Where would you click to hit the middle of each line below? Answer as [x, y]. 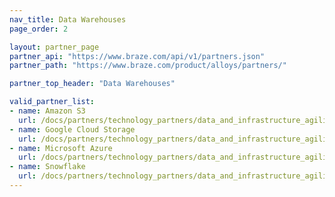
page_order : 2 [39, 29]
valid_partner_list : [52, 102]
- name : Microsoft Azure [61, 148]
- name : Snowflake [47, 167]
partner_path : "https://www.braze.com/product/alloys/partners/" [148, 66]
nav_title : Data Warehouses [68, 19]
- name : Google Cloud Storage [72, 129]
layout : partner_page [54, 47]
